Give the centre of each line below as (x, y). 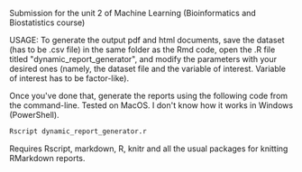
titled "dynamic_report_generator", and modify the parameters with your (143, 59)
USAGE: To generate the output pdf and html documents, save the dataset (147, 40)
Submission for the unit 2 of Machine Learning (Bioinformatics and (133, 13)
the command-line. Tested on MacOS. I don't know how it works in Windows (151, 105)
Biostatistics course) (47, 23)
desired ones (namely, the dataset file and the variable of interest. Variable (148, 68)
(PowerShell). (35, 115)
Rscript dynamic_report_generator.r (78, 131)
